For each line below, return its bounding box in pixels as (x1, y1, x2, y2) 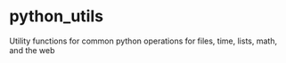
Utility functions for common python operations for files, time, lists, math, (9, 35, 278, 46)
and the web (9, 44, 55, 55)
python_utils (9, 6, 104, 27)
